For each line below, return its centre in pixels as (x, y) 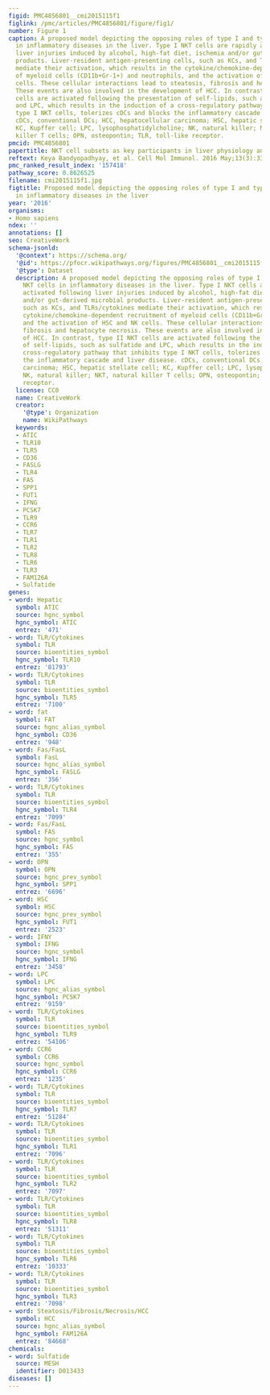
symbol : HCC (36, 1319)
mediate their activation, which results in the (98, 68)
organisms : (27, 210)
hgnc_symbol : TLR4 (47, 809)
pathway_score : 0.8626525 (51, 173)
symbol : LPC (36, 982)
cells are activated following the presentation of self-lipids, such (136, 98)
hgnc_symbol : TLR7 (47, 1109)
